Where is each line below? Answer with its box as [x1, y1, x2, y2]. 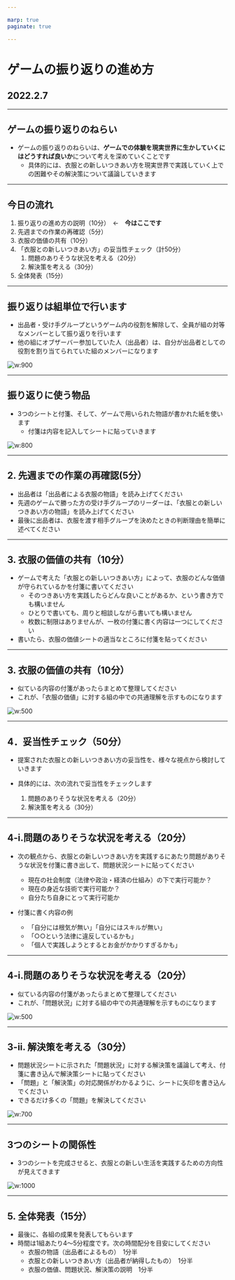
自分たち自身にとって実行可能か [27, 893, 120, 902]
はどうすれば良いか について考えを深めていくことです [17, 152, 171, 161]
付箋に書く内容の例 [17, 908, 73, 916]
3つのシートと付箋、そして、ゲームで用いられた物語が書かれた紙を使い [17, 409, 223, 418]
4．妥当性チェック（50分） [7, 735, 127, 747]
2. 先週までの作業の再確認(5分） [7, 469, 147, 481]
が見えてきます [17, 1168, 61, 1176]
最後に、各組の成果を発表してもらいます [17, 1230, 134, 1239]
